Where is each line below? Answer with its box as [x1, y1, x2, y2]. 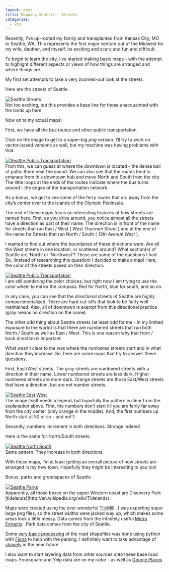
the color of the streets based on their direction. [5, 262, 105, 268]
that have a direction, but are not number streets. [5, 382, 107, 388]
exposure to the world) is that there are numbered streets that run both [5, 324, 152, 331]
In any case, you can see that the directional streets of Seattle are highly [5, 294, 155, 300]
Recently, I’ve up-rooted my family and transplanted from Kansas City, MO [5, 35, 159, 41]
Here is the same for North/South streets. [5, 433, 91, 440]
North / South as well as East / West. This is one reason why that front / [5, 330, 153, 336]
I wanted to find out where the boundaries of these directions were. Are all [5, 241, 159, 247]
